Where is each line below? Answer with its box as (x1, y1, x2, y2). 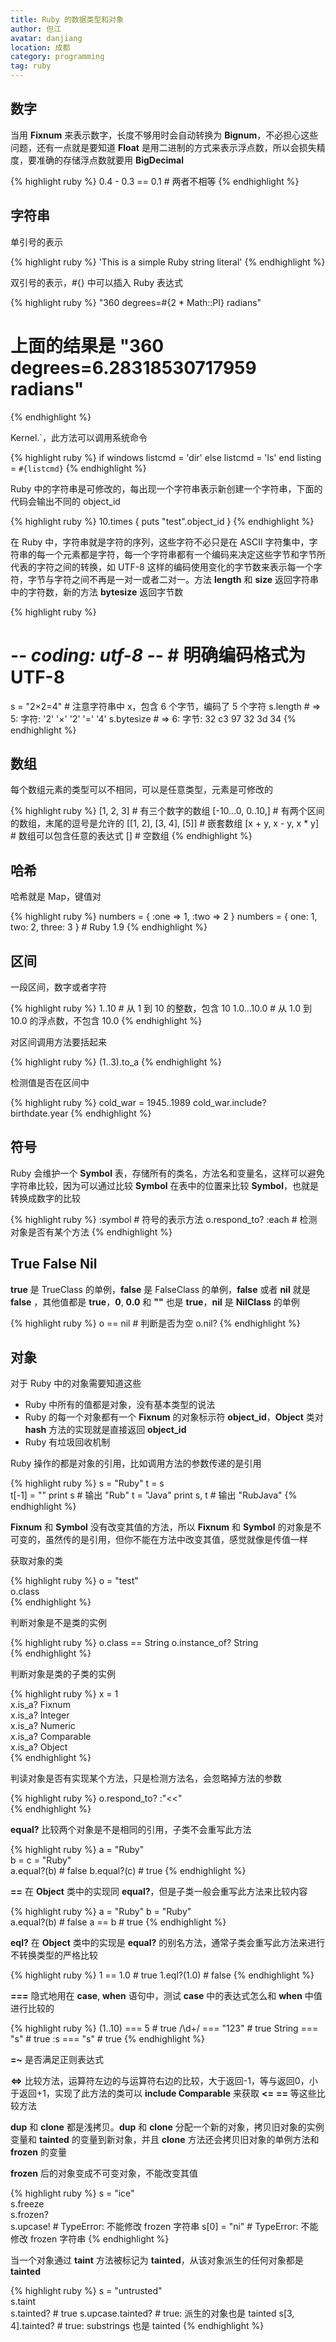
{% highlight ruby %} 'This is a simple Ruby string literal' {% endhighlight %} (10, 256, 326, 268)
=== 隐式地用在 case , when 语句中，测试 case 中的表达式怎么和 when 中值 (10, 1990, 323, 2002)
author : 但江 (10, 24, 62, 34)
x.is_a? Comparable (10, 1731, 92, 1743)
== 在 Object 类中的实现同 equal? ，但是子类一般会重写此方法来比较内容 (10, 1886, 308, 1898)
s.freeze (10, 2198, 45, 2210)
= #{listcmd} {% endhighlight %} (10, 462, 147, 474)
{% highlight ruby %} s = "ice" (10, 2187, 135, 2200)
